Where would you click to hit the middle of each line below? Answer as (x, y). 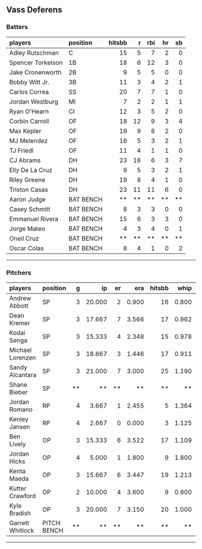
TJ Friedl (22, 150)
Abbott (19, 305)
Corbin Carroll (29, 121)
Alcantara (23, 375)
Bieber (19, 392)
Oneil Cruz (24, 238)
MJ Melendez (29, 141)
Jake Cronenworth (35, 72)
